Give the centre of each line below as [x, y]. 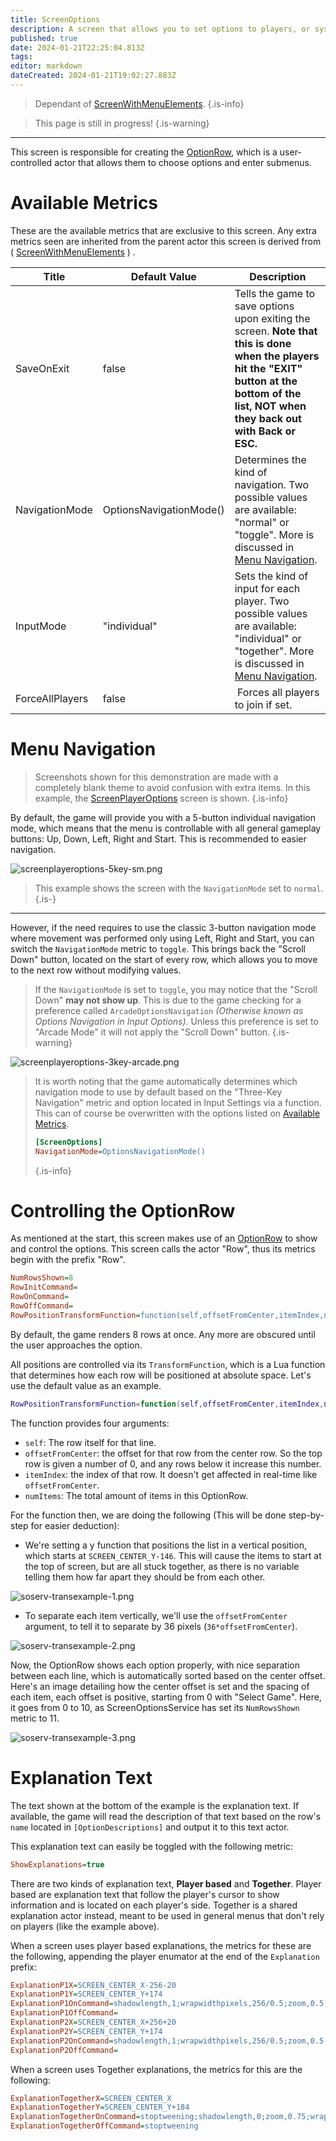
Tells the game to [275, 293]
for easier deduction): [75, 1525]
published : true [44, 38]
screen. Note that [276, 331]
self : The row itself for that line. [90, 1442]
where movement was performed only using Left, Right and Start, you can [162, 938]
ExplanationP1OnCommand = [62, 2004]
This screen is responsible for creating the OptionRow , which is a [144, 152]
